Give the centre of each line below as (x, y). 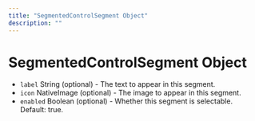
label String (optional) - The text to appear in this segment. (118, 84)
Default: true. (42, 110)
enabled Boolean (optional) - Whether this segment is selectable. (126, 101)
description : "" (35, 23)
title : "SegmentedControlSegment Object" (78, 16)
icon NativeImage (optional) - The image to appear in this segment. (130, 93)
